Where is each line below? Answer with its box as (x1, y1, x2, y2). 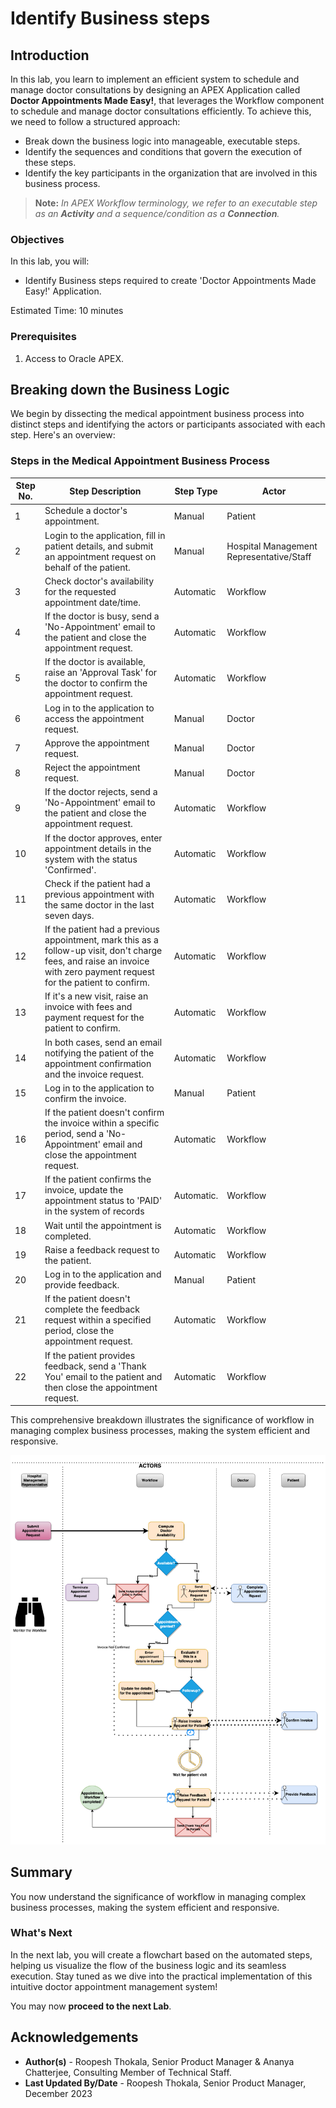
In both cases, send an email (44, 1036, 163, 1048)
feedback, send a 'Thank (44, 1360, 147, 1372)
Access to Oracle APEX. (24, 352, 125, 364)
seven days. (44, 909, 95, 921)
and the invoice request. (44, 1068, 145, 1080)
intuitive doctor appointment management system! (10, 1980, 218, 1992)
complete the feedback (44, 1303, 140, 1316)
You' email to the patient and (44, 1370, 163, 1382)
